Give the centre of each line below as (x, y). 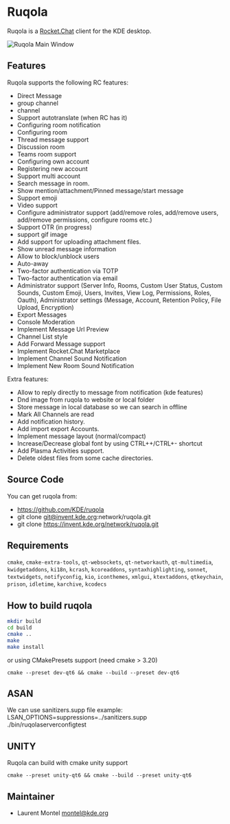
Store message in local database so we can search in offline (102, 407)
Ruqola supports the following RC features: (68, 82)
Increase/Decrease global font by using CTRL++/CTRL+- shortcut (110, 443)
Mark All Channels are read (56, 414)
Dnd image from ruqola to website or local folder (85, 400)
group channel (37, 103)
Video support (37, 205)
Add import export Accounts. (58, 428)
